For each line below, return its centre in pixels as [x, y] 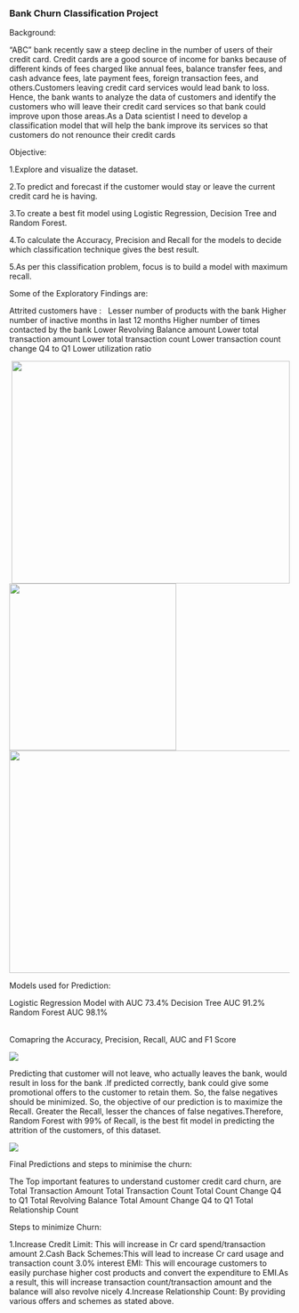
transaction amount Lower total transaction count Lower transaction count [145, 339]
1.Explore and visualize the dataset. [74, 170]
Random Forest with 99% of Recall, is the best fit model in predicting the [142, 1121]
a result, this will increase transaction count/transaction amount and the [141, 1282]
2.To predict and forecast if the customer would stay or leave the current [142, 187]
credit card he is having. [53, 196]
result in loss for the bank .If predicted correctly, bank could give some [139, 1083]
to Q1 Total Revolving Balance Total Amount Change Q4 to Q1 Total [131, 1201]
